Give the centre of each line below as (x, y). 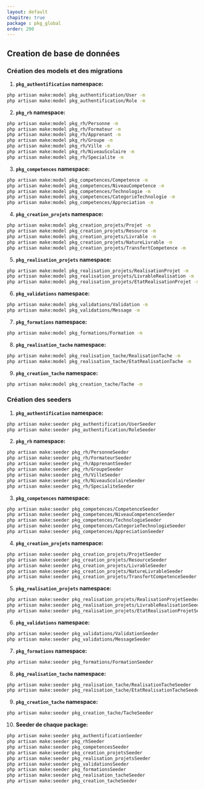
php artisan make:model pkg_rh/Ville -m (59, 146)
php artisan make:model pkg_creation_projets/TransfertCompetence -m (97, 248)
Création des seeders (39, 400)
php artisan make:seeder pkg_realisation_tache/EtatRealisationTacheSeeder (104, 690)
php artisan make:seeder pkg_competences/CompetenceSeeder (83, 509)
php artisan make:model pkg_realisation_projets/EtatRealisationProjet (99, 282)
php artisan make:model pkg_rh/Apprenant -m (64, 135)
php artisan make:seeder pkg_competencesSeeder (68, 747)
